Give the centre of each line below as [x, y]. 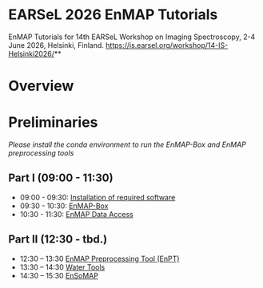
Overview [41, 86]
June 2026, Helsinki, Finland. [56, 45]
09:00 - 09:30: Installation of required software [98, 197]
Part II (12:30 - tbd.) [58, 240]
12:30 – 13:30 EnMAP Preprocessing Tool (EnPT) [100, 258]
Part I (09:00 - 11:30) [61, 178]
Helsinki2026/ [31, 53]
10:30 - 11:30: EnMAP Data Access [76, 214]
